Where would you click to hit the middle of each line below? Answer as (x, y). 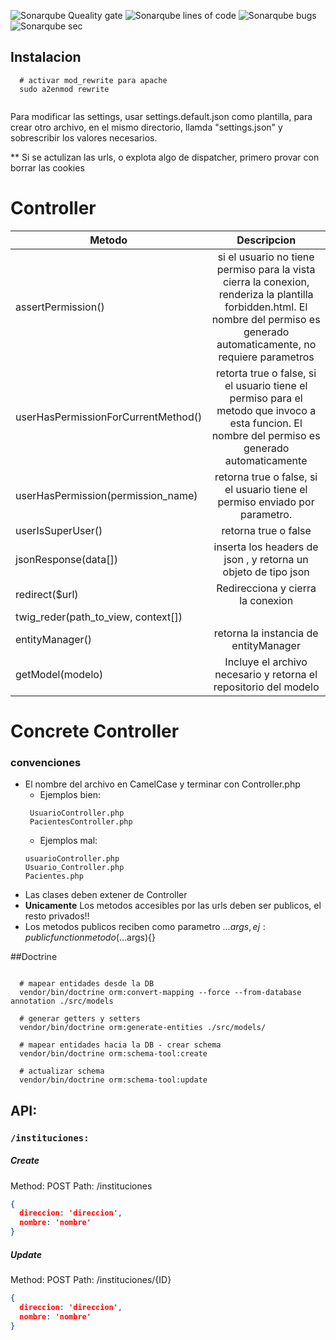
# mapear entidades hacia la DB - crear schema (120, 1045)
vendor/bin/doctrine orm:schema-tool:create (113, 1054)
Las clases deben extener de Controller (106, 895)
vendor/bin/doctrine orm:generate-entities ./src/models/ (143, 1028)
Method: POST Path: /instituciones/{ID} (91, 1279)
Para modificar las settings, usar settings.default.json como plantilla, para (161, 116)
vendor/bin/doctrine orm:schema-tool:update (113, 1080)
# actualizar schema (62, 1071)
